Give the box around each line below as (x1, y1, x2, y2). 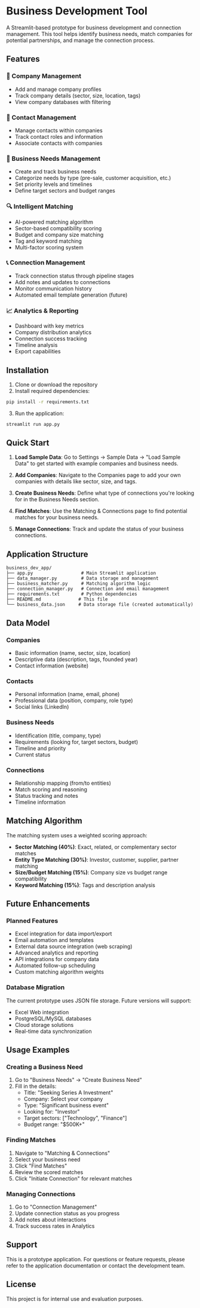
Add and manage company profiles (14, 86, 101, 93)
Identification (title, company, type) (14, 731, 101, 739)
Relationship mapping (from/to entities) (14, 779, 112, 786)
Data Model (6, 618, 50, 628)
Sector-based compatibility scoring (14, 224, 102, 231)
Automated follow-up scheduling (14, 962, 96, 969)
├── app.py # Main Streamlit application (6, 570, 156, 577)
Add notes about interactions (14, 1216, 87, 1223)
